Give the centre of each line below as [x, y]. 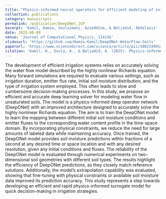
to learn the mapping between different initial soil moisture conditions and [80, 118]
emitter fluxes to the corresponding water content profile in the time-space [81, 123]
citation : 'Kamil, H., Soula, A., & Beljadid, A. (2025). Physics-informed [85, 51]
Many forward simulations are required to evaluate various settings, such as [82, 76]
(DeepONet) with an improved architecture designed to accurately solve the [82, 107]
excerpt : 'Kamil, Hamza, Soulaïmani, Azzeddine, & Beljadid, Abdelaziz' [82, 28]
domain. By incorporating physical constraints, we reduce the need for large [83, 128]
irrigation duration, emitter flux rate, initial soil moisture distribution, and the [82, 81]
